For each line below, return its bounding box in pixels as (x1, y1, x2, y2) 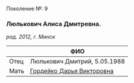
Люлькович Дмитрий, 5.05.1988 (30, 58, 125, 66)
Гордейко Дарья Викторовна (30, 67, 114, 75)
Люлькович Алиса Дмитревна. (6, 20, 101, 28)
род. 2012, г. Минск (6, 33, 55, 40)
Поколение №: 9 (6, 5, 48, 12)
